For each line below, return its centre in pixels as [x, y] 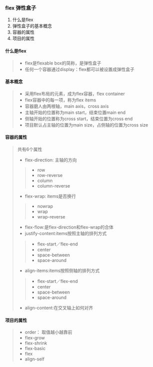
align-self [35, 359]
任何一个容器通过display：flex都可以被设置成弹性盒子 [79, 69]
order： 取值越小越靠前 [48, 332]
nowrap [45, 206]
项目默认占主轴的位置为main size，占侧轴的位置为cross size [86, 125]
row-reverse [50, 175]
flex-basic [35, 348]
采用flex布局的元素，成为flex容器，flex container [75, 93]
